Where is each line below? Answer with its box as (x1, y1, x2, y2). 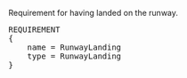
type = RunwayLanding (27, 51, 122, 61)
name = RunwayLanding (27, 43, 122, 52)
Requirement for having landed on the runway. (8, 8, 179, 18)
